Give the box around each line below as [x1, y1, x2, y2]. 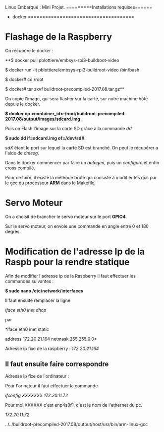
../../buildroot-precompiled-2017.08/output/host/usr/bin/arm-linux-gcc [5, 421, 148, 427]
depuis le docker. [5, 101, 41, 107]
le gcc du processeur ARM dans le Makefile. [5, 180, 96, 186]
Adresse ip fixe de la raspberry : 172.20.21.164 [5, 345, 99, 352]
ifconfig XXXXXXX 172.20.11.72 [5, 392, 68, 398]
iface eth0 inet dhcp [5, 307, 47, 313]
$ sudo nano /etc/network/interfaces [5, 288, 83, 293]
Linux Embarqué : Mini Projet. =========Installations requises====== [5, 4, 153, 10]
